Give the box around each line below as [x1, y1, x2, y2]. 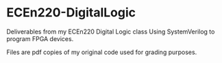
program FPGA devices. [6, 34, 74, 42]
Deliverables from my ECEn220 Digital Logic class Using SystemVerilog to [6, 27, 215, 36]
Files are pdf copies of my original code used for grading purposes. [6, 48, 197, 56]
